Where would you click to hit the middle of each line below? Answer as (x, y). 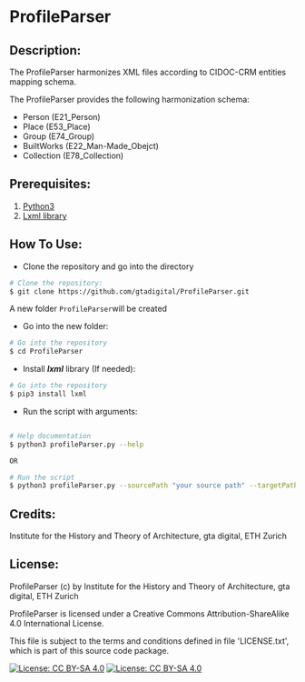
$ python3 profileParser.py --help (77, 444)
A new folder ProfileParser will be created (89, 309)
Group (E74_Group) (59, 136)
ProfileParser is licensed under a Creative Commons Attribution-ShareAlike (149, 613)
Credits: (33, 514)
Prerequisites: (50, 184)
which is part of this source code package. (89, 650)
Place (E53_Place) (56, 126)
